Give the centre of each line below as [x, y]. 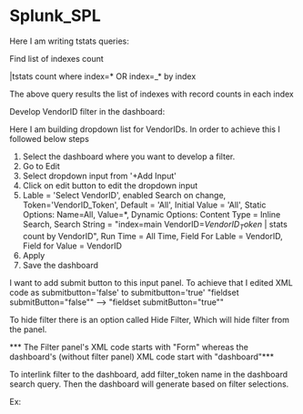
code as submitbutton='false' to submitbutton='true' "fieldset [124, 292]
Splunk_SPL [56, 16]
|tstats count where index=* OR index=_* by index [103, 76]
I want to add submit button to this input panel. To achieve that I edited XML [151, 282]
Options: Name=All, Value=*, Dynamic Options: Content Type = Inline [151, 214]
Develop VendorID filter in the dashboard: [87, 111]
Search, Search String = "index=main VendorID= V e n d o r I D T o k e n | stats [155, 225]
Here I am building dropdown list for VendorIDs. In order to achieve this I [145, 129]
